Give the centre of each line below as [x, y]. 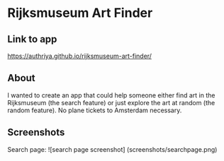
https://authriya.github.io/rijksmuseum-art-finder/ [80, 56]
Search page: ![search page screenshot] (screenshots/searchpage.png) [112, 149]
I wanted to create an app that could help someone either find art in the [111, 95]
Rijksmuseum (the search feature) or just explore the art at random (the [111, 102]
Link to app [32, 39]
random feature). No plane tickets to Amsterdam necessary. [95, 110]
